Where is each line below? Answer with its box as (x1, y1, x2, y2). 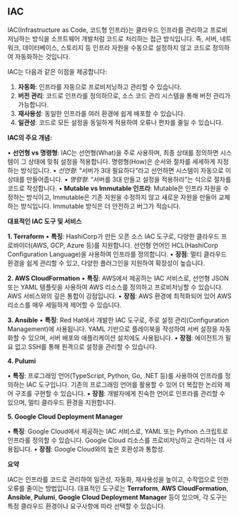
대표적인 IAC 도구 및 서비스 (7, 216, 82, 225)
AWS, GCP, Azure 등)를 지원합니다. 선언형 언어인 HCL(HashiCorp (32, 241, 219, 249)
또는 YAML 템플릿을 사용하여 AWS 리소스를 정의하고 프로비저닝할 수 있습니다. (7, 283, 223, 291)
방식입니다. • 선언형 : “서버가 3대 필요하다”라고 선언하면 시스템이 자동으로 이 (20, 166, 232, 174)
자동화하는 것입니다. (14, 52, 71, 61)
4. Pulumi (7, 356, 36, 365)
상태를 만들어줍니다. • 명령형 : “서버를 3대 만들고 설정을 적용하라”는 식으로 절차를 (7, 174, 232, 184)
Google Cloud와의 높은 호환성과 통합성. (54, 444, 166, 453)
